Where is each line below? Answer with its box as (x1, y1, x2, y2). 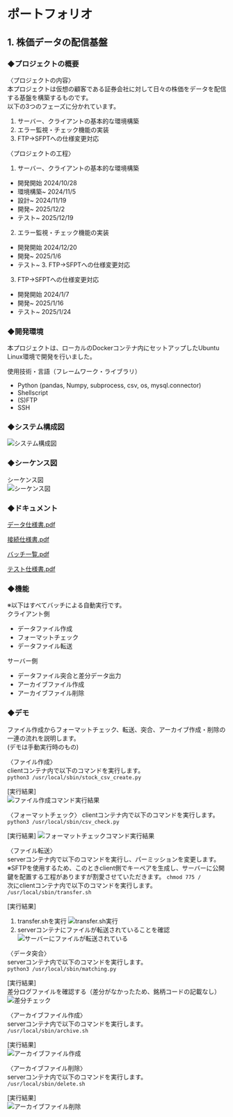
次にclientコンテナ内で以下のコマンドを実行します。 (7, 881, 156, 889)
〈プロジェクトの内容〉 (7, 76, 74, 84)
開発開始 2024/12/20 (17, 243, 78, 251)
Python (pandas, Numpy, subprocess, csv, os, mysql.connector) (17, 381, 202, 390)
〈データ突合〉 (7, 948, 50, 958)
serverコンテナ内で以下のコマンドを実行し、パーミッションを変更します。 (7, 854, 220, 864)
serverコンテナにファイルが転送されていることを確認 (17, 925, 170, 934)
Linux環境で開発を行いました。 (7, 352, 96, 361)
